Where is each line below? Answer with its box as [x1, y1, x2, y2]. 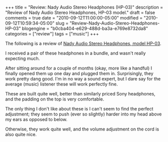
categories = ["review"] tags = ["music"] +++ [5, 31, 99, 36]
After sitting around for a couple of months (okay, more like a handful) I [5, 65, 152, 71]
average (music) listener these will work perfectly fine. [5, 81, 118, 87]
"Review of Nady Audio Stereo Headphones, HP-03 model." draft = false [5, 9, 155, 15]
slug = [55, 20, 69, 26]
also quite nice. [5, 131, 37, 137]
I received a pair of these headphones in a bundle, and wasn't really [5, 50, 146, 56]
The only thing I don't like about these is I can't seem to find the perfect [5, 106, 153, 111]
